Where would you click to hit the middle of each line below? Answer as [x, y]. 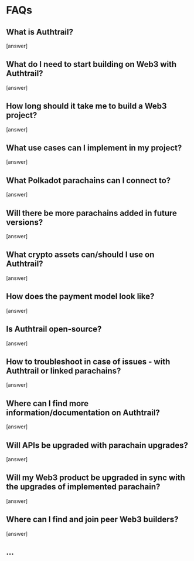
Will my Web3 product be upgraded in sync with [96, 478]
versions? [25, 222]
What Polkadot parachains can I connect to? [89, 180]
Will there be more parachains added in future [92, 213]
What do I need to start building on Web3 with [91, 64]
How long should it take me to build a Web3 [86, 106]
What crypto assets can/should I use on [80, 255]
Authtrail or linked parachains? [64, 371]
